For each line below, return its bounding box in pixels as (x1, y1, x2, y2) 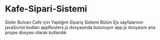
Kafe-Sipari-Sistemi (5, 3, 87, 14)
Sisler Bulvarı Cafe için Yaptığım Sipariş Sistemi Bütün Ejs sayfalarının (5, 19, 144, 25)
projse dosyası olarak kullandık (5, 29, 67, 35)
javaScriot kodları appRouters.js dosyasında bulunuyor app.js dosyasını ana (5, 24, 156, 30)
